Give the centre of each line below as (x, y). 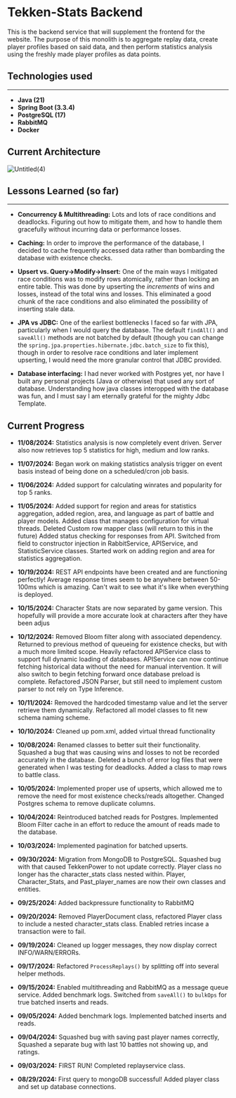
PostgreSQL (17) (41, 115)
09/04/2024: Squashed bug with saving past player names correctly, (118, 1037)
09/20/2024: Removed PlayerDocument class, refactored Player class (120, 916)
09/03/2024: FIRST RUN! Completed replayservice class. (101, 1066)
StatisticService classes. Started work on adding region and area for (116, 551)
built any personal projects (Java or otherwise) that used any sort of (116, 381)
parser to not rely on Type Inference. (71, 689)
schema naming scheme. (54, 718)
